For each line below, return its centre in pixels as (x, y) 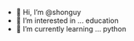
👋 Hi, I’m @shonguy (49, 12)
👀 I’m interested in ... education (67, 20)
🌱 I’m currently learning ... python (71, 29)
